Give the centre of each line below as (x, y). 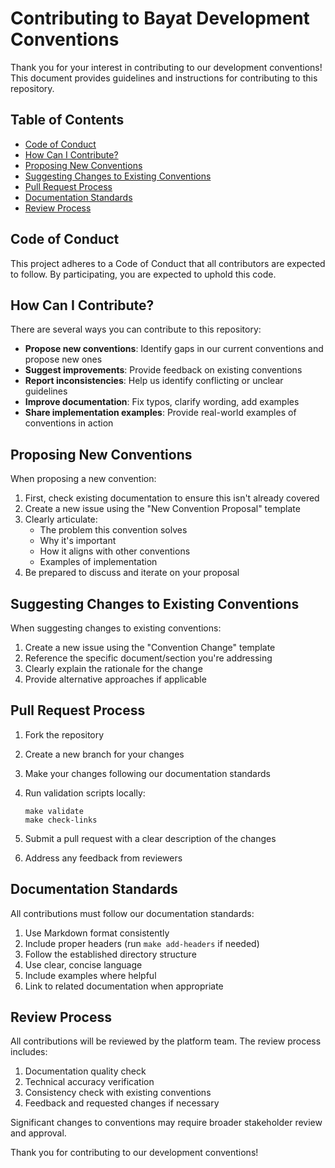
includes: (29, 1052)
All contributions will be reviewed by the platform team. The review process (166, 1041)
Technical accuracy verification (89, 1082)
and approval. (38, 1133)
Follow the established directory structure (110, 954)
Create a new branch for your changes (104, 754)
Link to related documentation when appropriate (124, 986)
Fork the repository (64, 734)
